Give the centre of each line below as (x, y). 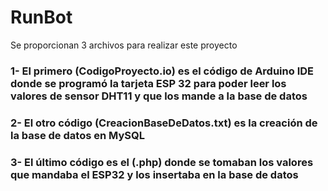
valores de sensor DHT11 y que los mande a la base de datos (159, 96)
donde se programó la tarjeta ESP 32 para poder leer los (148, 83)
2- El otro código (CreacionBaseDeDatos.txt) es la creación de (164, 123)
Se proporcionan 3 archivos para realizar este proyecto (124, 45)
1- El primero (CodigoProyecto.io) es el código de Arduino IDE (162, 71)
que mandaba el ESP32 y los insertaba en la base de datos (154, 174)
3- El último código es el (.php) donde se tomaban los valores (162, 162)
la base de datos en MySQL (77, 135)
